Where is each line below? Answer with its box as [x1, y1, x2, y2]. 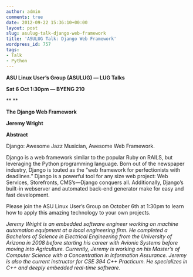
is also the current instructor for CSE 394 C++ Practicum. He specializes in [6, 258, 188, 265]
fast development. [6, 191, 50, 198]
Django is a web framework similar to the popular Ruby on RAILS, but [6, 153, 173, 161]
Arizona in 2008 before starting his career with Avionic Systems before [6, 239, 178, 246]
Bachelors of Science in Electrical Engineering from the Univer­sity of [6, 233, 172, 240]
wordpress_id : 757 [6, 42, 51, 48]
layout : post [6, 25, 38, 31]
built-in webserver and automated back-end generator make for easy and [6, 185, 184, 192]
